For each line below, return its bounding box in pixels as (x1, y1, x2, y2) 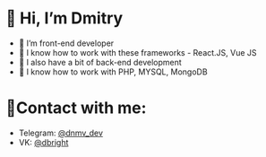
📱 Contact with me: (5, 98, 147, 118)
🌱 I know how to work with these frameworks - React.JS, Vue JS (18, 47, 258, 57)
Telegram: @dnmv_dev (18, 127, 104, 138)
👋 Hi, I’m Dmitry (5, 8, 124, 29)
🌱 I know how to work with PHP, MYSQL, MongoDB (18, 66, 209, 77)
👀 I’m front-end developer (18, 38, 115, 48)
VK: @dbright (18, 136, 69, 147)
